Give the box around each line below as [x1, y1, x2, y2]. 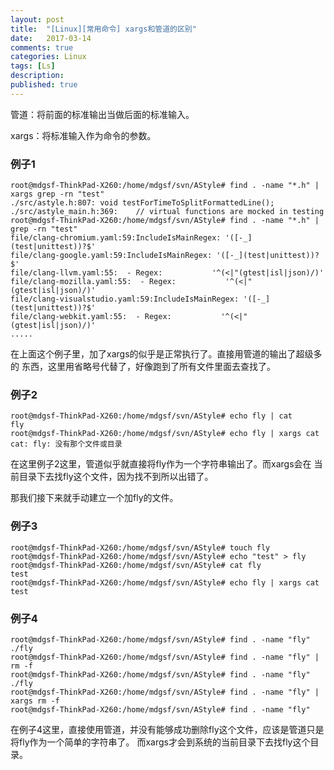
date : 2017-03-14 [10, 33, 92, 43]
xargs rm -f [10, 696, 60, 706]
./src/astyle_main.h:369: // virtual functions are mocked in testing [10, 207, 325, 217]
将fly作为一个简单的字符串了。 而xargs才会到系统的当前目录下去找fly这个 [10, 736, 311, 748]
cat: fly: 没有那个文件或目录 [10, 439, 123, 450]
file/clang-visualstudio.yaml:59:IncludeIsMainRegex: [10, 294, 240, 305]
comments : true [10, 42, 74, 53]
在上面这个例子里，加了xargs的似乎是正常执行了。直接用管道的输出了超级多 [10, 348, 323, 360]
